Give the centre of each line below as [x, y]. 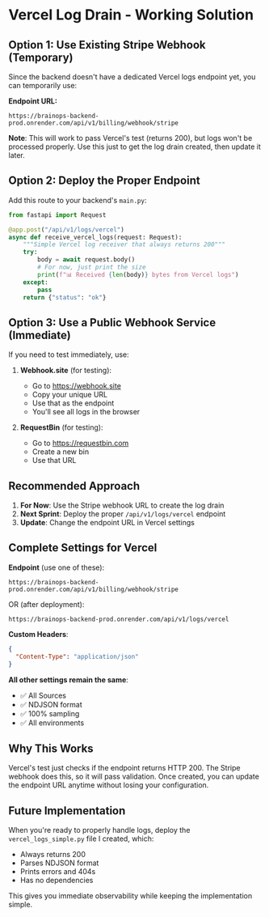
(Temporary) [41, 57]
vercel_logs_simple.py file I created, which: [81, 838]
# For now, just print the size [92, 267]
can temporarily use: [43, 85]
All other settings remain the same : [69, 679]
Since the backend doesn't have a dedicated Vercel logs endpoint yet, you [132, 77]
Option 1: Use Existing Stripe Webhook [107, 45]
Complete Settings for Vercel [83, 548]
